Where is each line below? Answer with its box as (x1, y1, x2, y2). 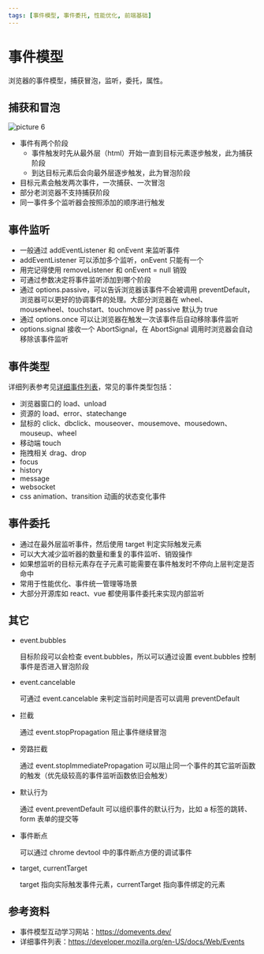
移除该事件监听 (19, 335, 69, 344)
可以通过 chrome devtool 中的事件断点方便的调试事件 (19, 847, 192, 857)
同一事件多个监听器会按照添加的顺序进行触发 (19, 198, 165, 208)
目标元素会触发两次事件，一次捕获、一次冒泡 (19, 178, 165, 188)
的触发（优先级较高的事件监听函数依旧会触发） (19, 770, 172, 780)
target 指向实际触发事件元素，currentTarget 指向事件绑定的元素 (19, 879, 226, 889)
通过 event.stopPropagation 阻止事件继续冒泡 (19, 727, 167, 736)
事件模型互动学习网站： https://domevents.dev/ (19, 927, 172, 937)
